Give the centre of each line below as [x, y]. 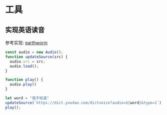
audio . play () [23, 84]
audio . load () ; [24, 66]
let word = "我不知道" [27, 98]
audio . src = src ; [28, 61]
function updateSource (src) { [37, 57]
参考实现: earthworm [26, 43]
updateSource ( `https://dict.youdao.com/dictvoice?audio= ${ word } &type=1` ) [83, 102]
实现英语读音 [25, 30]
